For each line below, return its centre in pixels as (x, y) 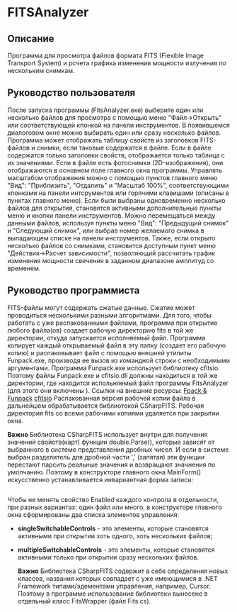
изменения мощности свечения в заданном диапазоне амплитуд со (111, 260)
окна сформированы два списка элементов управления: (93, 514)
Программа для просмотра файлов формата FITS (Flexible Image (105, 55)
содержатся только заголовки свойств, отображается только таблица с (116, 155)
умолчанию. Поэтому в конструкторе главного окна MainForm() (104, 472)
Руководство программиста (74, 290)
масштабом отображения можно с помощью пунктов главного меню (112, 177)
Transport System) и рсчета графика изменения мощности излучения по (117, 63)
